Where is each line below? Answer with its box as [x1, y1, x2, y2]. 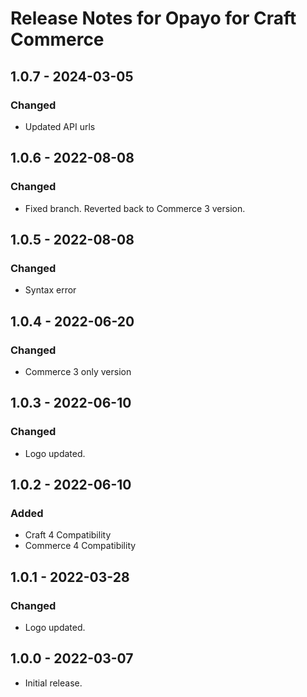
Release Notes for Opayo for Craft [10, 7, 297, 30]
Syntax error [24, 284, 77, 296]
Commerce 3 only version [24, 365, 132, 377]
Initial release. [24, 677, 83, 689]
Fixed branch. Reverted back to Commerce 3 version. [24, 202, 246, 214]
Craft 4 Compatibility [24, 529, 112, 541]
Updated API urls [24, 120, 96, 132]
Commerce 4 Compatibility [24, 540, 137, 552]
